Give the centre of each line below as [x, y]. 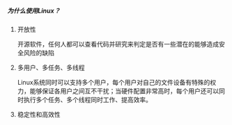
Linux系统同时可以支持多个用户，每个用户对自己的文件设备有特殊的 [114, 82]
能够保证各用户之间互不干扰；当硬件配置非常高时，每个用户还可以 [124, 91]
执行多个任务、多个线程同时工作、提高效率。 [87, 99]
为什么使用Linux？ [34, 10]
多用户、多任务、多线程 [51, 67]
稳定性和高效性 [39, 114]
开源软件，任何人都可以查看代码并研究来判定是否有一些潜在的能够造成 [118, 44]
